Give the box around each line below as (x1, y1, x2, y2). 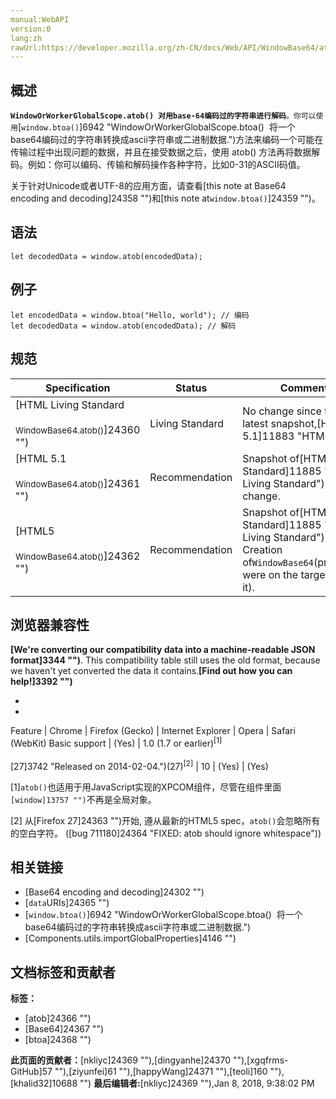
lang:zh (10, 33, 43, 43)
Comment (279, 381, 329, 395)
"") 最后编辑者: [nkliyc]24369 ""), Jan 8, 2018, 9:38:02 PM (79, 1077, 315, 1090)
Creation (242, 542, 283, 556)
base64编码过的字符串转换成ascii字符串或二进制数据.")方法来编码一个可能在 (10, 134, 324, 146)
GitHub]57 (10, 1066, 53, 1078)
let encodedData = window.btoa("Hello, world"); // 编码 (10, 310, 250, 320)
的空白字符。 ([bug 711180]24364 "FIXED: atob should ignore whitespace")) (10, 827, 322, 839)
